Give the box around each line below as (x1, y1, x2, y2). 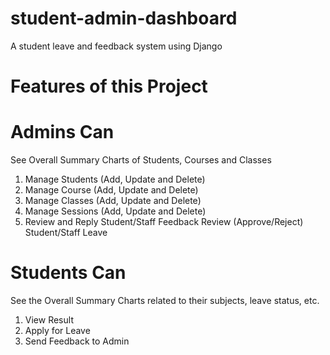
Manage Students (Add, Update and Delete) (24, 173, 206, 186)
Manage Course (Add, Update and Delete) (24, 184, 199, 196)
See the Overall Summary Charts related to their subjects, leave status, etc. (10, 295, 320, 306)
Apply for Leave (24, 325, 91, 336)
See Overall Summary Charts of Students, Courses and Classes (10, 154, 272, 166)
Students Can (10, 262, 127, 284)
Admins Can (10, 121, 115, 144)
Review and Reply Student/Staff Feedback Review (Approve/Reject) (24, 216, 304, 228)
